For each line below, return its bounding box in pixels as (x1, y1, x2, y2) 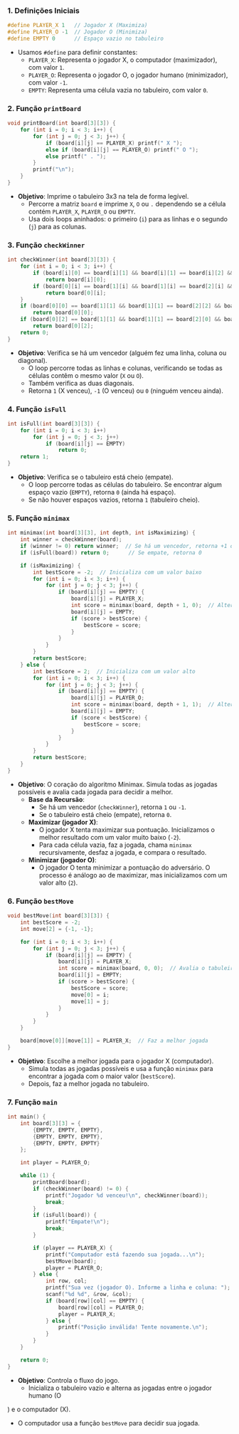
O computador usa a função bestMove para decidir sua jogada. (17, 1418, 201, 1427)
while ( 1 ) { (20, 1172, 55, 1179)
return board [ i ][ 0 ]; (45, 276, 107, 283)
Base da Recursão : (28, 795, 85, 803)
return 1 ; (20, 453, 50, 460)
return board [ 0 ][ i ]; (45, 289, 107, 297)
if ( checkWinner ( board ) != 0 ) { (33, 1185, 129, 1192)
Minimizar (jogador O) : (28, 855, 97, 864)
